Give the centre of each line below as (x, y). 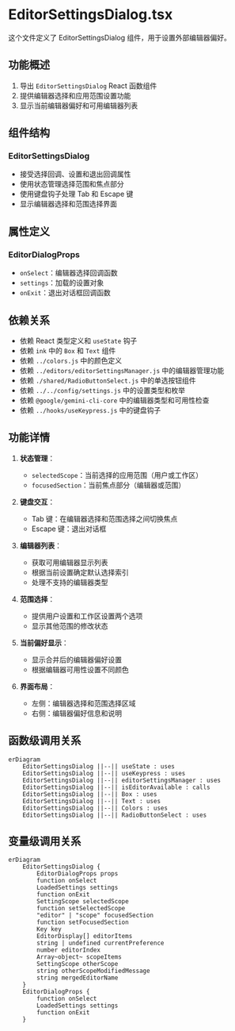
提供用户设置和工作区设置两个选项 (87, 616)
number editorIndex (69, 950)
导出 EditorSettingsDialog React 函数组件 (88, 86)
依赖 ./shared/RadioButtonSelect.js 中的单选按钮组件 (108, 380)
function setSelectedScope (81, 909)
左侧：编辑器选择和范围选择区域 (83, 703)
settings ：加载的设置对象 (62, 283)
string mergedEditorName (78, 978)
